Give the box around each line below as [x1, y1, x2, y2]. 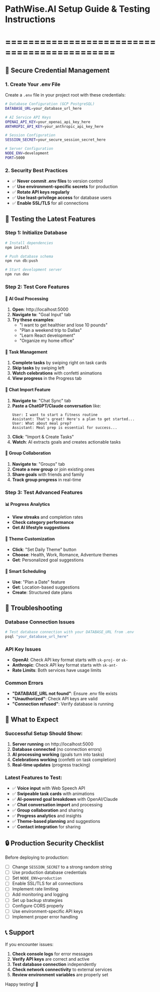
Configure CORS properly [12, 903, 64, 909]
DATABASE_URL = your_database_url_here [5, 106, 82, 111]
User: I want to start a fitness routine [12, 412, 98, 417]
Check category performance [12, 519, 74, 525]
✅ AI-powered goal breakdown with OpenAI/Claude [12, 796, 118, 802]
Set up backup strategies [12, 897, 63, 903]
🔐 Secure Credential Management [5, 66, 110, 74]
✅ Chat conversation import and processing [12, 802, 103, 808]
